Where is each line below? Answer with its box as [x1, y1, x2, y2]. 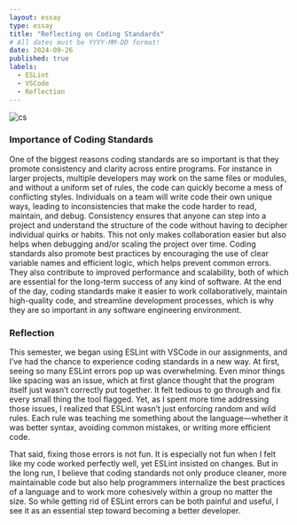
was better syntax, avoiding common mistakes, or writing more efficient [9, 422, 271, 433]
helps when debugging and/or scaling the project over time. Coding [9, 239, 257, 249]
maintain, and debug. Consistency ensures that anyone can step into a [9, 210, 267, 221]
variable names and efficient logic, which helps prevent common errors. [9, 257, 272, 268]
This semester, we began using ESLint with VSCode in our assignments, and [9, 347, 288, 357]
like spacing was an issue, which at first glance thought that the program [9, 375, 275, 386]
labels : [9, 63, 38, 72]
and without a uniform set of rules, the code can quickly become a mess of [9, 182, 284, 192]
